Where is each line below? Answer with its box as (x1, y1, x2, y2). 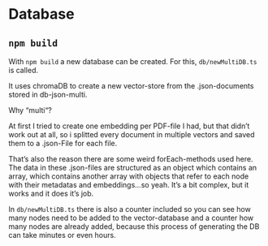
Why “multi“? (8, 106, 53, 114)
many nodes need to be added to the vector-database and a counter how (8, 213, 254, 222)
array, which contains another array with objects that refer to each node (8, 171, 249, 181)
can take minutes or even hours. (8, 231, 116, 240)
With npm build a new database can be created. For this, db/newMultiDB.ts (8, 57, 257, 66)
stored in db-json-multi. (8, 90, 88, 99)
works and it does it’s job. (8, 188, 94, 198)
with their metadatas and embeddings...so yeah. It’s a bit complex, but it (8, 180, 249, 189)
